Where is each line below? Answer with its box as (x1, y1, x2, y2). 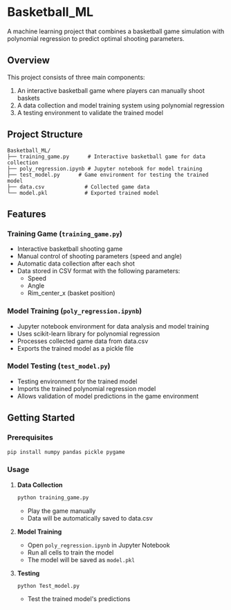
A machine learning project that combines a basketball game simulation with (7, 27, 225, 35)
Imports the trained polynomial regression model (17, 384, 156, 392)
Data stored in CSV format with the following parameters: (17, 267, 181, 275)
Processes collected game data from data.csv (17, 337, 149, 345)
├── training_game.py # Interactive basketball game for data (7, 153, 206, 160)
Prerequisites (7, 433, 53, 442)
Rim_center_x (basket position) (27, 289, 115, 297)
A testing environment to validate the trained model (17, 108, 164, 116)
